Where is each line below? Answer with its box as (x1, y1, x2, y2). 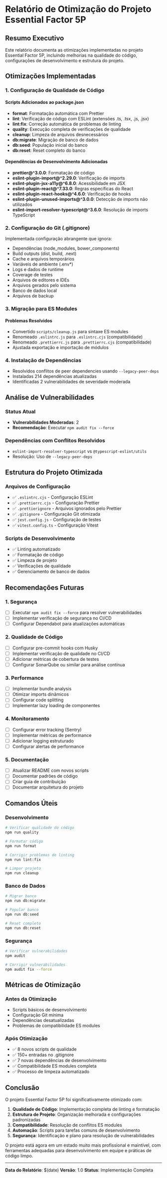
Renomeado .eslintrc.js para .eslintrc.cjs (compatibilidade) (12, 334, 143, 340)
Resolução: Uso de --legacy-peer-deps (12, 453, 93, 459)
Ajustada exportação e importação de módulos (12, 345, 109, 351)
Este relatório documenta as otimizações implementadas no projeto (5, 47, 143, 53)
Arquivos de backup (12, 293, 54, 299)
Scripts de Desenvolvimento (5, 535, 76, 542)
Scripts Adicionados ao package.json (5, 99, 84, 105)
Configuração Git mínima (12, 1012, 64, 1018)
